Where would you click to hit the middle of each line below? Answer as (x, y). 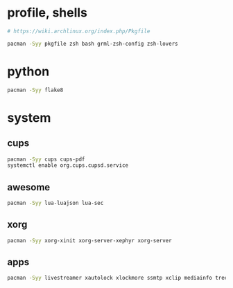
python (28, 71)
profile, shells (48, 13)
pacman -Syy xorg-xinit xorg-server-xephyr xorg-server (89, 240)
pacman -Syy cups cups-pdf (46, 159)
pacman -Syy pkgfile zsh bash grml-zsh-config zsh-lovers (93, 44)
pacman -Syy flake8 (35, 90)
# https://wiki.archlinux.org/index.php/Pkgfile (79, 31)
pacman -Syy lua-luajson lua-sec (55, 203)
